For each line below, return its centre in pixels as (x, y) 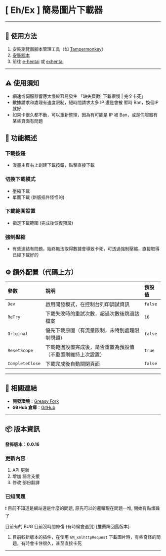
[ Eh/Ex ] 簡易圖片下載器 (54, 10)
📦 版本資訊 (23, 429)
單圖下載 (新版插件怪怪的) (38, 197)
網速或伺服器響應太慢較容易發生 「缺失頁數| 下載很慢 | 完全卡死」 (79, 96)
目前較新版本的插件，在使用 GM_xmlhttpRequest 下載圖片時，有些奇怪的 (84, 537)
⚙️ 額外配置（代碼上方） (41, 272)
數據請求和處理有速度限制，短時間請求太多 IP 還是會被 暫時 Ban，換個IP (85, 102)
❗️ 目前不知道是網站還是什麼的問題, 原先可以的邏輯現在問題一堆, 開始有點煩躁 (83, 508)
